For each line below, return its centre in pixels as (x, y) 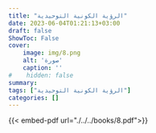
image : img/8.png (52, 53)
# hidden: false (41, 75)
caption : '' (43, 68)
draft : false (30, 30)
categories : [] (34, 98)
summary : (23, 83)
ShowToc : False (34, 38)
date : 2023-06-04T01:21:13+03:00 (64, 23)
